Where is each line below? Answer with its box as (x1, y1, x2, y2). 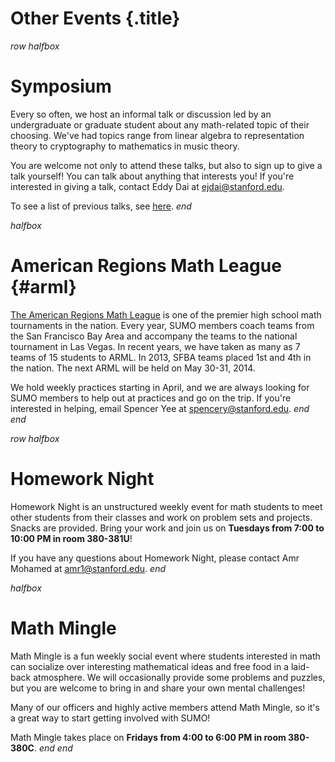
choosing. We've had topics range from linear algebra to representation (10, 129, 305, 141)
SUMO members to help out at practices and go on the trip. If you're (10, 392, 292, 404)
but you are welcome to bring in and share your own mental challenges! (10, 682, 306, 694)
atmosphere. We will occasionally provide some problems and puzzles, (33, 671, 326, 683)
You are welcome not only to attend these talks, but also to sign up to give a (10, 159, 323, 171)
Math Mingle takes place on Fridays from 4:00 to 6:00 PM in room (10, 731, 287, 743)
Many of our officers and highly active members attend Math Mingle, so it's (10, 701, 320, 713)
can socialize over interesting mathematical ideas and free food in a (10, 660, 290, 672)
